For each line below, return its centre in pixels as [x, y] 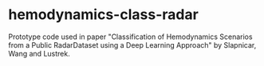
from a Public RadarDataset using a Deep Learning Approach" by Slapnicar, [132, 45]
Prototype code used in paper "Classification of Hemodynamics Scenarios [130, 37]
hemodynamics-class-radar [104, 15]
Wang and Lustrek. [39, 53]
